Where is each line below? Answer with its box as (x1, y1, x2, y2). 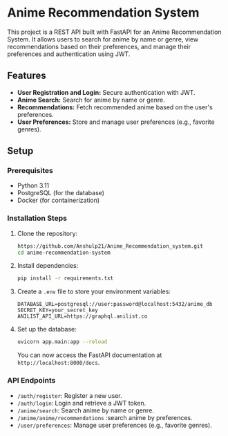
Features (7, 70, 46, 82)
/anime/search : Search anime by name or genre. (17, 406, 154, 415)
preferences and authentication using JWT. (7, 50, 131, 58)
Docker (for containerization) (17, 196, 100, 205)
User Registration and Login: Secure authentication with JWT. (17, 88, 196, 96)
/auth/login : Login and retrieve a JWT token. (17, 399, 146, 407)
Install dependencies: (17, 262, 79, 270)
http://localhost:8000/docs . (17, 358, 100, 367)
